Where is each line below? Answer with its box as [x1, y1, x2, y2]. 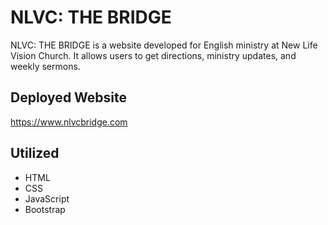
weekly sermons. [10, 60, 81, 72]
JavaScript [24, 192, 70, 205]
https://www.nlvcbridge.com [10, 116, 128, 128]
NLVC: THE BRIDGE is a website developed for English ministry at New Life [10, 39, 318, 51]
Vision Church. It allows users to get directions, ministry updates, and [10, 49, 297, 61]
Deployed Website [10, 89, 128, 106]
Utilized [10, 145, 60, 162]
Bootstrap [24, 203, 66, 215]
